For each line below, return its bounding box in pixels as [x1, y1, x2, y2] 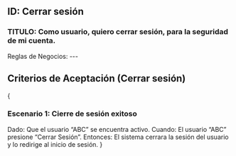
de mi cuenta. [7, 35, 55, 45]
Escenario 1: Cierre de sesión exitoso [7, 109, 137, 119]
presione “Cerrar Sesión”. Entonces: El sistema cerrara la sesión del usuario [7, 133, 229, 141]
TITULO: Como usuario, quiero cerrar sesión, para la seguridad [7, 27, 229, 37]
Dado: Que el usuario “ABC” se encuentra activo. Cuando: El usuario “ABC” [7, 125, 227, 133]
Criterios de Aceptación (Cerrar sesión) [7, 72, 186, 84]
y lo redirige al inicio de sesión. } [7, 140, 103, 148]
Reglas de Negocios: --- [7, 52, 78, 60]
